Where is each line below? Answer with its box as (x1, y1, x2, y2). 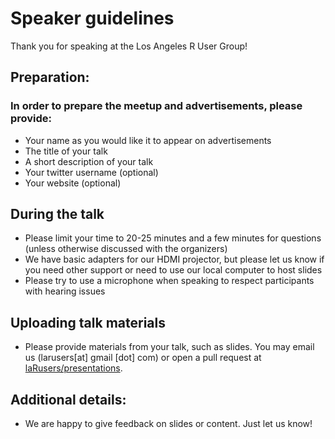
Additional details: (10, 391, 127, 408)
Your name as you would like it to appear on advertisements (24, 134, 272, 146)
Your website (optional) (24, 177, 122, 189)
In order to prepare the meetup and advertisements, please (10, 99, 303, 113)
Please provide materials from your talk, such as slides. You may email (24, 341, 315, 353)
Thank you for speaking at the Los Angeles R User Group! (10, 40, 248, 52)
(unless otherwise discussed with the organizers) (24, 243, 228, 255)
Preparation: (10, 69, 90, 86)
